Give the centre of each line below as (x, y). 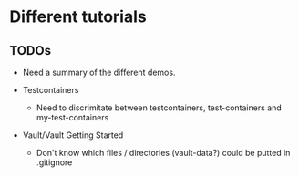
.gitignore (54, 162)
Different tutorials (78, 17)
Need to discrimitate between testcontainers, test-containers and (159, 108)
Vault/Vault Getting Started (73, 135)
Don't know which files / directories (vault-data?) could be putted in (163, 153)
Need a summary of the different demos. (99, 72)
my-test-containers (72, 117)
